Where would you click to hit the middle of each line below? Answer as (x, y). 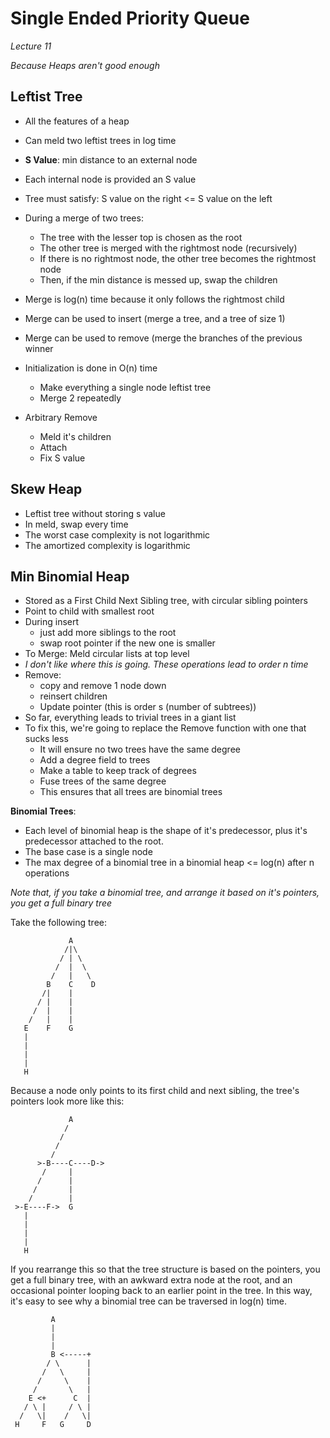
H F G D (53, 1425)
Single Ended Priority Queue (130, 18)
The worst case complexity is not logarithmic (117, 534)
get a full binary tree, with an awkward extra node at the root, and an (151, 1280)
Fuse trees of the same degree (103, 781)
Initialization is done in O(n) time (91, 368)
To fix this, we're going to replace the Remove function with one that (165, 728)
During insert (52, 622)
